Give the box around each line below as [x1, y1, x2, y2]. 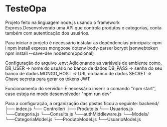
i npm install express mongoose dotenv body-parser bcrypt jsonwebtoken [5, 45, 158, 51]
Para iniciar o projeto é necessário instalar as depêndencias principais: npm [5, 39, 162, 45]
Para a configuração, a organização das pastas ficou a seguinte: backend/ [5, 100, 159, 106]
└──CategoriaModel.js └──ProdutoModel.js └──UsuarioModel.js [5, 116, 141, 122]
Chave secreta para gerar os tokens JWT [5, 76, 90, 82]
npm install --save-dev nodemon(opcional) [5, 50, 94, 56]
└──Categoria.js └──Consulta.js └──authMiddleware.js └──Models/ [5, 111, 149, 117]
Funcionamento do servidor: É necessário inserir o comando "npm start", [5, 85, 156, 91]
